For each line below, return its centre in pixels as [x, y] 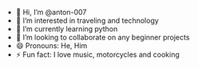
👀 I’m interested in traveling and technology [87, 20]
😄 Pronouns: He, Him [51, 46]
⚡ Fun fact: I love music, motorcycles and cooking [97, 54]
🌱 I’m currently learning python [67, 29]
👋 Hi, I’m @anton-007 [51, 12]
